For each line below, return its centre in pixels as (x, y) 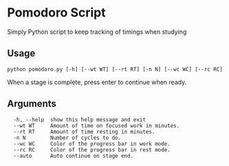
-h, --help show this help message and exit (80, 120)
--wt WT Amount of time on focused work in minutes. (97, 125)
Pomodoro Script (56, 13)
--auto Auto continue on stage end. (74, 156)
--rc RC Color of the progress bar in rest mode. (92, 149)
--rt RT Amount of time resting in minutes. (84, 132)
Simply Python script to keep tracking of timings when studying (97, 32)
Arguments (32, 104)
